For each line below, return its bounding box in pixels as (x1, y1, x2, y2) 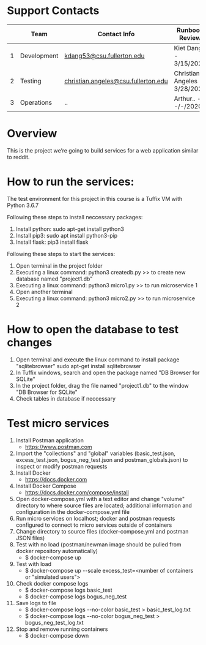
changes (7, 336, 53, 349)
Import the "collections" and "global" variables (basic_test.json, (15, 450, 176, 457)
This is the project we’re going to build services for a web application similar (7, 146, 199, 154)
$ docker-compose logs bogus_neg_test (24, 592, 127, 600)
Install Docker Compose (15, 482, 77, 489)
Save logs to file (15, 599, 57, 606)
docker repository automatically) (15, 547, 98, 554)
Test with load (15, 560, 51, 567)
